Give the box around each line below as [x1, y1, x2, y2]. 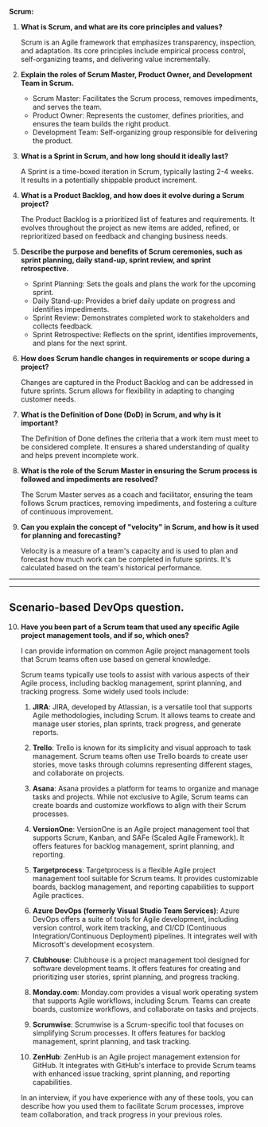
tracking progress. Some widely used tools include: [20, 686, 189, 696]
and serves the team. [32, 103, 103, 111]
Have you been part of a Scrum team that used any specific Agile [20, 622, 240, 632]
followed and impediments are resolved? [20, 475, 158, 484]
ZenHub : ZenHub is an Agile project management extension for [32, 1051, 241, 1061]
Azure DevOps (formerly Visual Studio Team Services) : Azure [32, 906, 240, 915]
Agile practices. [32, 890, 84, 900]
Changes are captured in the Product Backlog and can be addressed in [20, 378, 254, 387]
